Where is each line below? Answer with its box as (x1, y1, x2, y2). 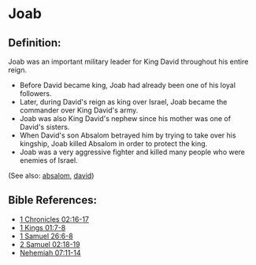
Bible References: (8, 193, 97, 207)
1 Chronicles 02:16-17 (19, 214, 89, 224)
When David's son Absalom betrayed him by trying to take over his (19, 131, 236, 140)
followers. (19, 89, 52, 98)
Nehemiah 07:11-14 (19, 248, 81, 257)
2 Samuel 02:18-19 (19, 239, 80, 248)
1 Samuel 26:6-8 (19, 231, 73, 241)
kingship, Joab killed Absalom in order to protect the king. (19, 139, 208, 148)
